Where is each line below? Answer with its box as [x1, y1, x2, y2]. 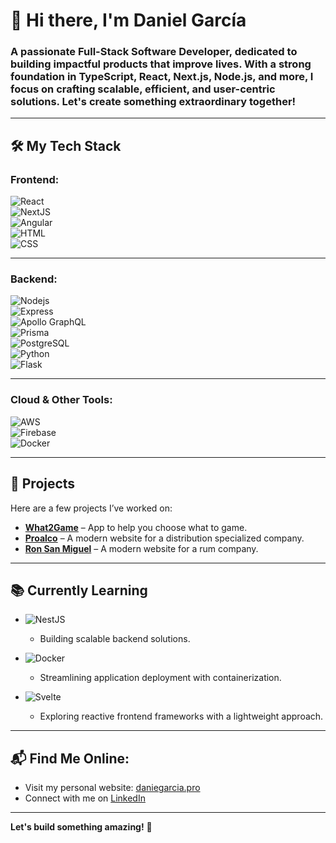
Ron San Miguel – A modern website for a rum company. [24, 542, 259, 554]
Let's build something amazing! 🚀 [10, 821, 153, 833]
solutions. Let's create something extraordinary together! [10, 95, 297, 109]
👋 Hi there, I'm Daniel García [10, 9, 247, 32]
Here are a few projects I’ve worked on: [10, 502, 173, 514]
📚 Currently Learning [10, 582, 148, 599]
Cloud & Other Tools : [10, 393, 113, 407]
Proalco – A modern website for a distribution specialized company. [24, 532, 305, 544]
